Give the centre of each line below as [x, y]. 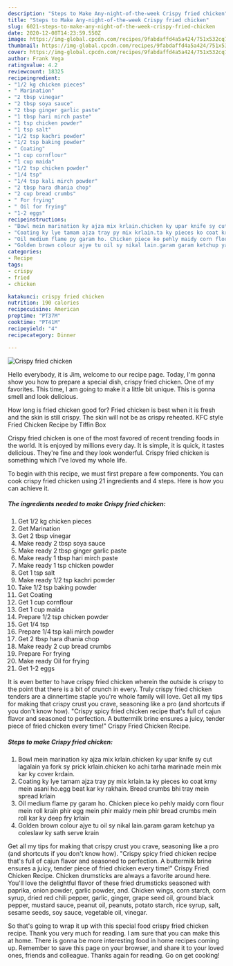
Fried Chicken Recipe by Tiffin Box [57, 424]
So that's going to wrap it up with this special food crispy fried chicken [109, 926]
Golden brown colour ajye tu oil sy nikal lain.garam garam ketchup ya [116, 825]
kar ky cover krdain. [46, 774]
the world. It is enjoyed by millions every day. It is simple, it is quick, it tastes [116, 445]
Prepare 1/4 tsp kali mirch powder [66, 632]
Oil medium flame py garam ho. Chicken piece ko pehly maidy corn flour [121, 803]
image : [17, 39]
